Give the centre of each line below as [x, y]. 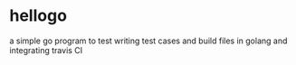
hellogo [38, 16]
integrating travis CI [46, 50]
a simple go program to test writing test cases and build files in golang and [148, 41]
